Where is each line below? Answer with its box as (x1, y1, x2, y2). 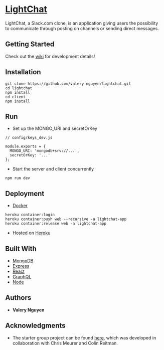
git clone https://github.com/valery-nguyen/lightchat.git (5, 81, 131, 86)
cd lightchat (5, 85, 33, 91)
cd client (5, 94, 26, 99)
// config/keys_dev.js (5, 135, 53, 140)
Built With (5, 244, 37, 253)
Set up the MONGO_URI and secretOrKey (12, 125, 98, 131)
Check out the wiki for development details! (5, 53, 95, 59)
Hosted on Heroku (12, 230, 51, 236)
